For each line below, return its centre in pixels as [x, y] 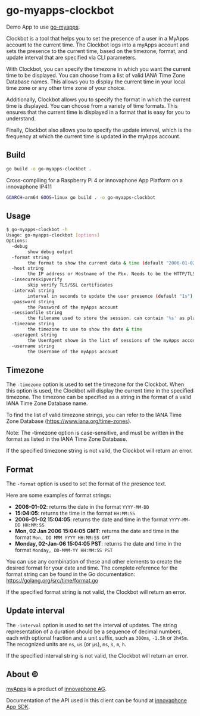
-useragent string [35, 335]
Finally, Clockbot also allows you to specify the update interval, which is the [99, 130]
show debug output [50, 252]
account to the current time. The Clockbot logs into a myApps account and [98, 45]
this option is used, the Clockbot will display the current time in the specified [100, 391]
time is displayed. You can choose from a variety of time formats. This [92, 105]
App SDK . [18, 706]
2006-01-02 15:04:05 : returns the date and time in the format [91, 519]
